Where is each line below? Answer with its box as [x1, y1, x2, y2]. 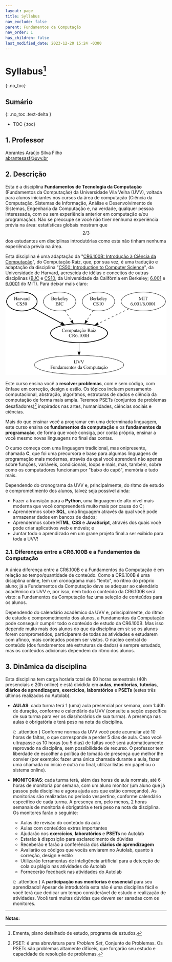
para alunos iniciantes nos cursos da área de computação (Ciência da [5, 194, 153, 200]
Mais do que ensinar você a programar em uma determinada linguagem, [5, 419, 158, 425]
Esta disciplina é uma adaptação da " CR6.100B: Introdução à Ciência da [5, 253, 156, 259]
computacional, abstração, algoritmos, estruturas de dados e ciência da [5, 391, 157, 398]
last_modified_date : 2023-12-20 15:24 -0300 [5, 41, 102, 46]
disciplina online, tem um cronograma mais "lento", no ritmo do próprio [5, 577, 155, 583]
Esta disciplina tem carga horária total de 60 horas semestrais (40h [5, 676, 147, 682]
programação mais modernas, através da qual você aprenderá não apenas [5, 456, 163, 462]
